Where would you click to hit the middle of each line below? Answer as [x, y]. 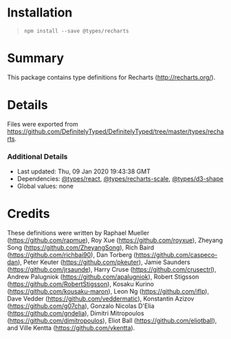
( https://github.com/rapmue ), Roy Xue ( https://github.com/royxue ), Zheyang [115, 240]
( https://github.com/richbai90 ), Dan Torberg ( [71, 255]
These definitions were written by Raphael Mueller [78, 233]
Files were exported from [43, 124]
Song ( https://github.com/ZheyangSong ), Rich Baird [81, 248]
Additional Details [37, 156]
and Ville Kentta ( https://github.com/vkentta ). [71, 328]
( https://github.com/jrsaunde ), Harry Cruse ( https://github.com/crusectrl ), [112, 270]
